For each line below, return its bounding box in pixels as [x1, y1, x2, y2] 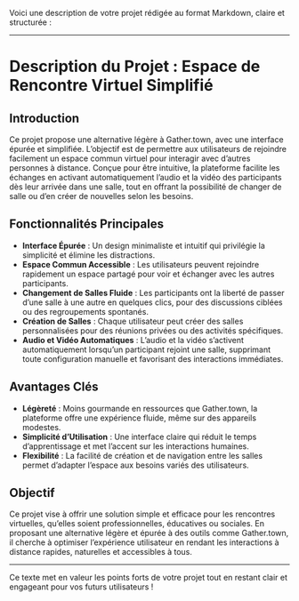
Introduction [9, 110, 80, 125]
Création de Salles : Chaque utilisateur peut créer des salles [21, 316, 244, 326]
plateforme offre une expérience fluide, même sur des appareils [21, 413, 256, 423]
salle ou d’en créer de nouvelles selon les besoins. [9, 191, 194, 201]
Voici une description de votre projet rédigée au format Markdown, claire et [9, 8, 285, 18]
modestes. [21, 421, 61, 432]
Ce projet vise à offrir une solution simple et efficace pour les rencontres [9, 509, 276, 519]
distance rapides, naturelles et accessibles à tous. [9, 547, 193, 557]
